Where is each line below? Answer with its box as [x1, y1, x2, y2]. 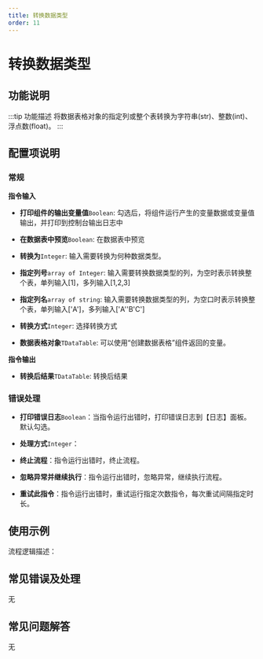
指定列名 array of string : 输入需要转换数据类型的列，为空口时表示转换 [19, 294, 249, 304]
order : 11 [8, 19, 41, 27]
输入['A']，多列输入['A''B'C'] [53, 305, 145, 314]
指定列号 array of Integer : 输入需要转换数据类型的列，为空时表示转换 [19, 268, 246, 278]
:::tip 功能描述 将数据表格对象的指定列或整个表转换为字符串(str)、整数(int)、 [8, 111, 253, 120]
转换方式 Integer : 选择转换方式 [19, 321, 118, 331]
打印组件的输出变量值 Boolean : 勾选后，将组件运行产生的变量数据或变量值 [19, 208, 255, 217]
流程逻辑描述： [8, 546, 57, 556]
